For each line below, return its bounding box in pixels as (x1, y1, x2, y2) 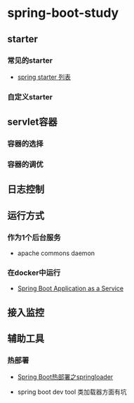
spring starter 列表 (17, 73, 72, 81)
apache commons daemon (17, 249, 95, 258)
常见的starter (7, 55, 53, 65)
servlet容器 (7, 116, 58, 128)
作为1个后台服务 (7, 232, 61, 242)
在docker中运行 (7, 268, 61, 278)
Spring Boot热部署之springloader (17, 373, 114, 381)
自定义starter (7, 92, 53, 101)
